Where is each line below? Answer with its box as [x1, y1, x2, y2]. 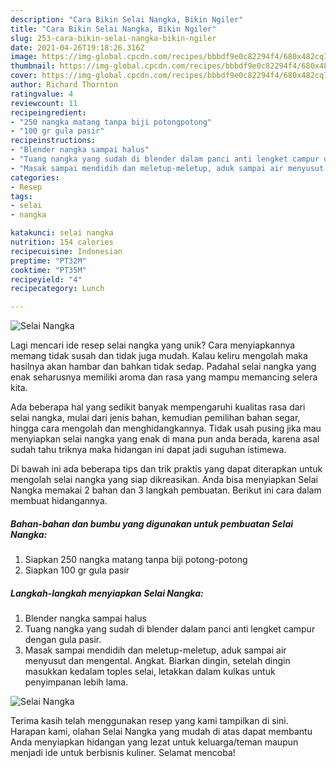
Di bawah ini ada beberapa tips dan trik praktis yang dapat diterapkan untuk [10, 463, 323, 475]
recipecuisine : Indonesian [10, 246, 123, 256]
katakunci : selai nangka [10, 228, 114, 238]
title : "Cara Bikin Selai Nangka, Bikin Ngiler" [10, 24, 217, 34]
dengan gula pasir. [24, 634, 102, 646]
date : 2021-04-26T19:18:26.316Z [10, 42, 145, 53]
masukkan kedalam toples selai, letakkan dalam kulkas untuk [24, 666, 276, 678]
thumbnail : [10, 61, 56, 71]
